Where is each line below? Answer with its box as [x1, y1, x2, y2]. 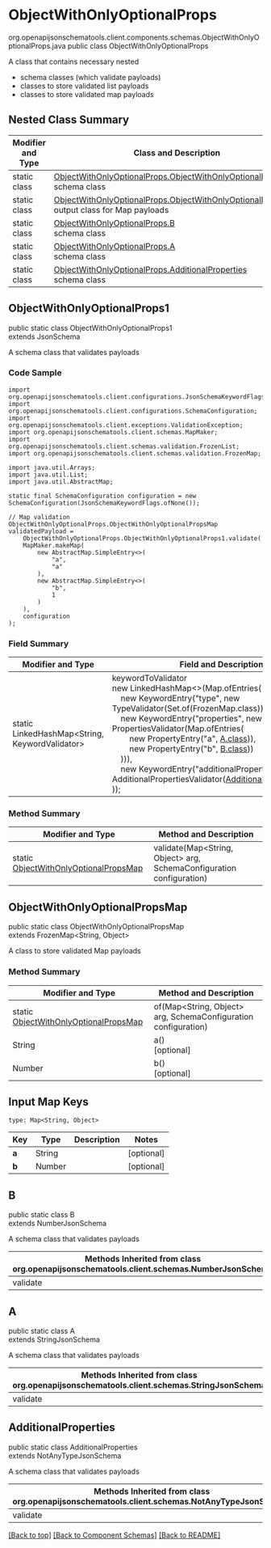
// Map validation [8, 513, 70, 521]
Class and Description [133, 147, 220, 159]
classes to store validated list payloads [19, 81, 149, 91]
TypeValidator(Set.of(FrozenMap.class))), [111, 703, 269, 714]
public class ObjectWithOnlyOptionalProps [67, 40, 209, 50]
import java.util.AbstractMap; [8, 477, 114, 486]
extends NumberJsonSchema [8, 1219, 107, 1229]
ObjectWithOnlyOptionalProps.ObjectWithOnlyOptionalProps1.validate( [23, 534, 262, 543]
